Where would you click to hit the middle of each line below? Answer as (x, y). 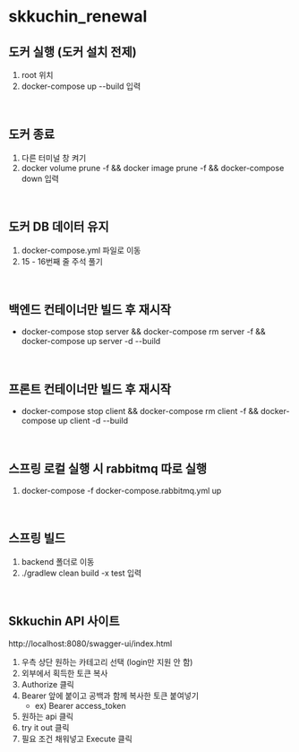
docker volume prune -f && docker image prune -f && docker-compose (153, 168)
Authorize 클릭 (48, 684)
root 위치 (37, 75)
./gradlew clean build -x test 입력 (81, 573)
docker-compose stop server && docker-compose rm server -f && (143, 332)
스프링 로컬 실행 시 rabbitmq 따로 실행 (108, 468)
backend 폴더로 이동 (58, 561)
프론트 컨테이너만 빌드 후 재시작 (90, 389)
